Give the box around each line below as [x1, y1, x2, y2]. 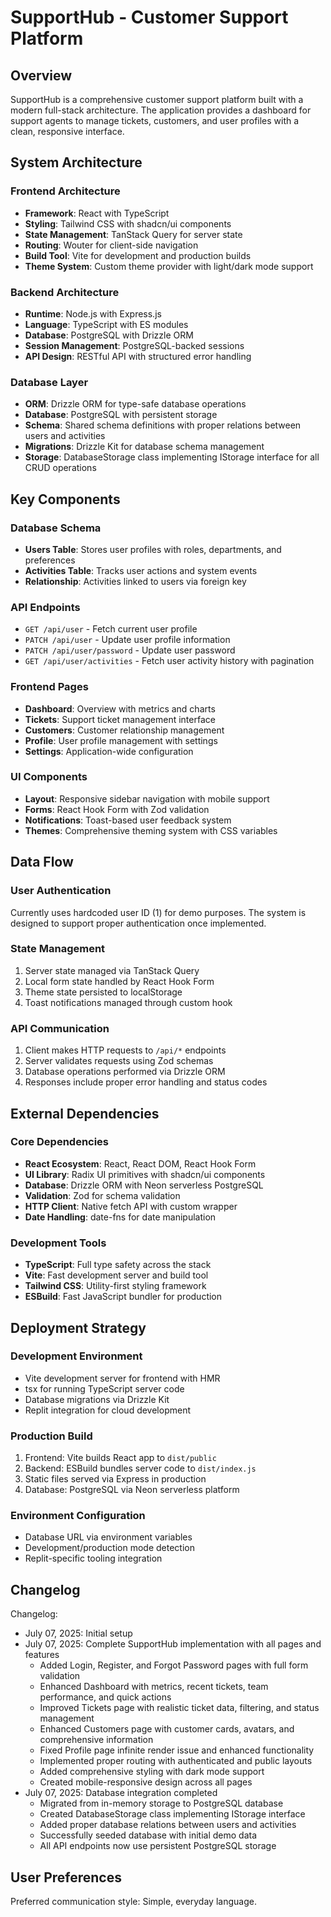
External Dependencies [10, 1105, 160, 1122]
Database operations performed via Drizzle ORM [24, 1066, 226, 1078]
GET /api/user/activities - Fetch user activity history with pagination [24, 655, 315, 667]
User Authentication [10, 884, 112, 898]
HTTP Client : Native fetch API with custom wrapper [24, 1200, 238, 1212]
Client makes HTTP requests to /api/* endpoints [24, 1044, 227, 1056]
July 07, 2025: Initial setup [24, 1627, 133, 1640]
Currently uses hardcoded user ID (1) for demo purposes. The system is [10, 906, 307, 918]
